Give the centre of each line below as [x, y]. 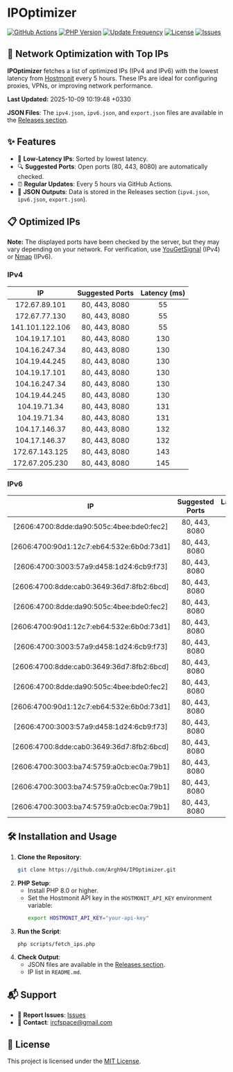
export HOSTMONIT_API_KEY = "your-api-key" [88, 918]
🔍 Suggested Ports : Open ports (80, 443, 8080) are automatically [112, 166]
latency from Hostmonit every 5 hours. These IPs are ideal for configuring [112, 78]
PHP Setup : [34, 883]
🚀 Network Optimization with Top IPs [88, 54]
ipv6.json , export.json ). [52, 199]
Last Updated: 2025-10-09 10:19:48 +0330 [69, 99]
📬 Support [32, 994]
